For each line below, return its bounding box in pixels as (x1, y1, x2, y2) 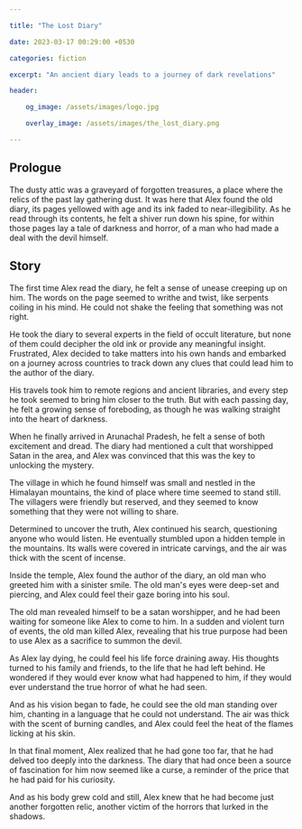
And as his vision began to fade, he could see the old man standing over (9, 699, 278, 710)
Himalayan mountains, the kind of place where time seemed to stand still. (9, 487, 281, 498)
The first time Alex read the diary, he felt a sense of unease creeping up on (9, 282, 288, 293)
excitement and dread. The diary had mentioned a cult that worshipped (9, 440, 273, 452)
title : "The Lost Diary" (9, 21, 103, 30)
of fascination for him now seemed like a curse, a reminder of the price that (9, 764, 289, 775)
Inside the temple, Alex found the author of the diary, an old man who (9, 570, 267, 581)
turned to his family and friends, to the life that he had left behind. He (9, 662, 266, 673)
